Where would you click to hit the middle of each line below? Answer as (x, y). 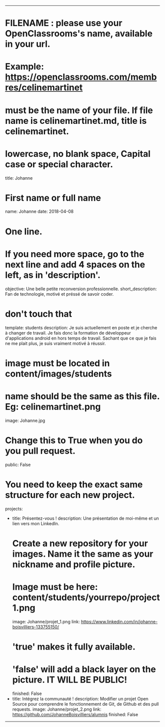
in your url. (28, 44)
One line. (24, 231)
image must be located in (57, 363)
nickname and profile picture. (74, 564)
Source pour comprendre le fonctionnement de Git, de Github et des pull (85, 704)
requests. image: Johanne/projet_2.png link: (57, 709)
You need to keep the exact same (74, 484)
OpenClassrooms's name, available (79, 34)
